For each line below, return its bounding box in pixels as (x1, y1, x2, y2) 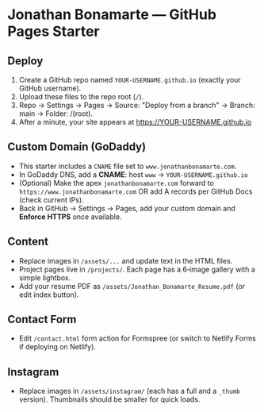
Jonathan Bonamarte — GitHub (7, 6, 217, 24)
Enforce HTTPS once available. (18, 212, 122, 221)
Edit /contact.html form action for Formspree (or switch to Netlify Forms (18, 333, 257, 343)
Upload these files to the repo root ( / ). (18, 92, 144, 101)
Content (7, 235, 49, 248)
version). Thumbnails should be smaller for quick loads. (18, 395, 201, 404)
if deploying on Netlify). (18, 342, 97, 352)
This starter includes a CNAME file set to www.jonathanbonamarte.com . (18, 161, 237, 171)
